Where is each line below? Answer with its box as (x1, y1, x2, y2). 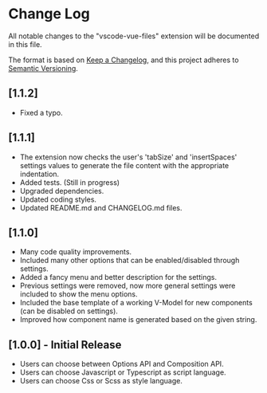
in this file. (8, 39, 42, 49)
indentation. (19, 169, 60, 179)
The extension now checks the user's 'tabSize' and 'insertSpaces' (19, 152, 238, 162)
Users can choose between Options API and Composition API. (19, 360, 225, 369)
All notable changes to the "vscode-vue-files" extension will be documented (8, 31, 260, 41)
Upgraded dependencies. (19, 186, 104, 195)
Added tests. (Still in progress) (19, 177, 120, 187)
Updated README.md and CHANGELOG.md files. (19, 202, 183, 212)
